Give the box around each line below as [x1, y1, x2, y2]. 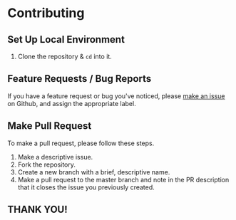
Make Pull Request [7, 120, 92, 132]
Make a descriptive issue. [17, 152, 93, 161]
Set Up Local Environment [7, 33, 125, 46]
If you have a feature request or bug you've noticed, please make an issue [7, 91, 225, 100]
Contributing [7, 5, 85, 21]
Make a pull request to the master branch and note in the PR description [17, 175, 230, 184]
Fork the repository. [17, 160, 76, 169]
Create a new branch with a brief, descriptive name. [17, 167, 170, 176]
